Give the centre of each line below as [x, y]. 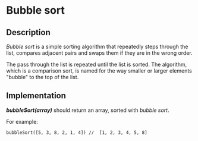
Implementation [36, 96]
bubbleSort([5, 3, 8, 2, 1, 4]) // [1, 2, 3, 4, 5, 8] [77, 132]
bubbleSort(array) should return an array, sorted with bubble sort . [88, 110]
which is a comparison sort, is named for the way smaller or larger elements [99, 71]
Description [28, 32]
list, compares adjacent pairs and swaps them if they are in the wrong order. [100, 53]
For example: [22, 121]
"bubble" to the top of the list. [43, 77]
